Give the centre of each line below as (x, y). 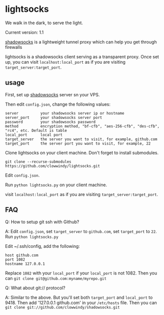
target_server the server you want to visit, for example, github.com (81, 139)
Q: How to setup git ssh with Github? (42, 222)
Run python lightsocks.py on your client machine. (56, 185)
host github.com (22, 255)
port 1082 (15, 259)
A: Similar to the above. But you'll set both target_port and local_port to (79, 297)
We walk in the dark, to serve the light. (44, 23)
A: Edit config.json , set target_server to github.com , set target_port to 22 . (81, 231)
